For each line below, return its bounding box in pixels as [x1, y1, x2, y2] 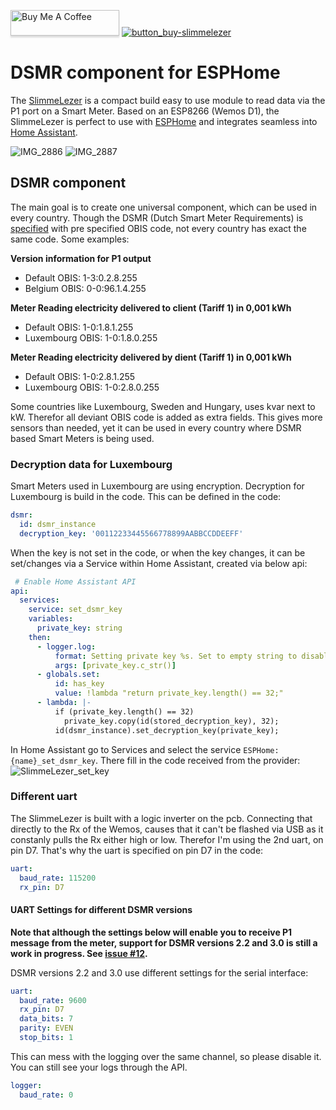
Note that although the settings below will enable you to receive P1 [10, 926, 293, 938]
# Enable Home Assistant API [14, 576, 137, 587]
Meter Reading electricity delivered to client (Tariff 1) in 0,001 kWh [10, 301, 292, 314]
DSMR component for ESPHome [10, 61, 281, 84]
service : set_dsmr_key [28, 605, 123, 615]
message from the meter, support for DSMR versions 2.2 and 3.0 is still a [10, 936, 318, 949]
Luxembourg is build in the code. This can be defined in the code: [10, 491, 282, 503]
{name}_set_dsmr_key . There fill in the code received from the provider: [10, 754, 301, 766]
